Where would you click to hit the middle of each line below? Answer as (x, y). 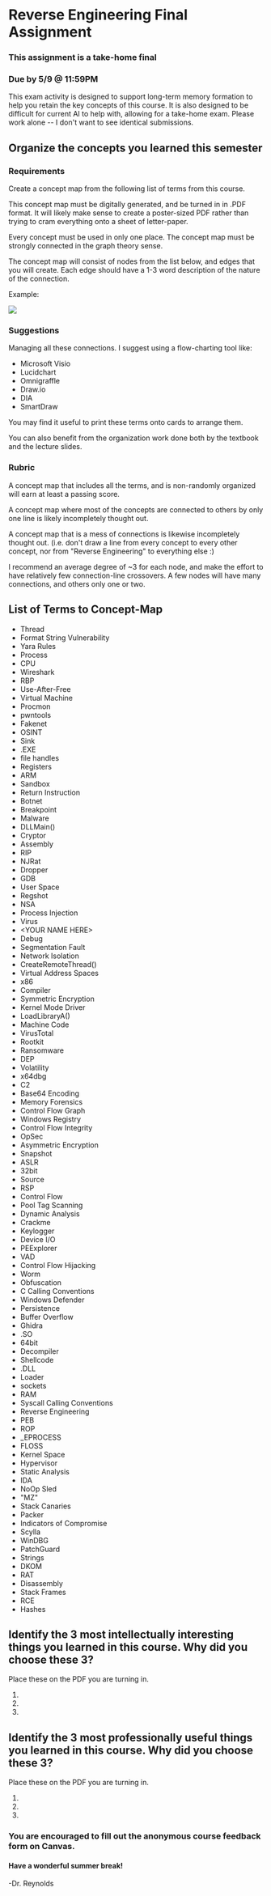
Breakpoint (38, 809)
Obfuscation (41, 1282)
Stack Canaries (45, 1506)
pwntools (35, 715)
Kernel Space (42, 1454)
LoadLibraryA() (45, 1016)
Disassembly (41, 1583)
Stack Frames (43, 1592)
